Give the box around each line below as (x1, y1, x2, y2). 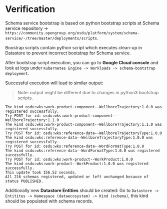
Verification (5, 3, 55, 15)
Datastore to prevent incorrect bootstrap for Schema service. (5, 50, 131, 56)
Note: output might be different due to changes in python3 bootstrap (17, 89, 159, 95)
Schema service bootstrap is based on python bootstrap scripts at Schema (5, 20, 159, 26)
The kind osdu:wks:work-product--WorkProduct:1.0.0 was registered (5, 161, 149, 166)
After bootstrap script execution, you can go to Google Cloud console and (5, 59, 158, 65)
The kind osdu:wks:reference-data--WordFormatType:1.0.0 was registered (5, 148, 160, 153)
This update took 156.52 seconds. (5, 170, 77, 175)
